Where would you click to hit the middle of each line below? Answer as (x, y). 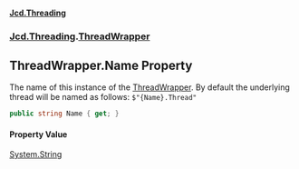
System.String (36, 154)
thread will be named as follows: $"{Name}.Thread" (103, 97)
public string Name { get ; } (64, 114)
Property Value (39, 134)
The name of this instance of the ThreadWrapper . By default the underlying (149, 87)
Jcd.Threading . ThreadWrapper (80, 36)
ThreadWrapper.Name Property (101, 65)
